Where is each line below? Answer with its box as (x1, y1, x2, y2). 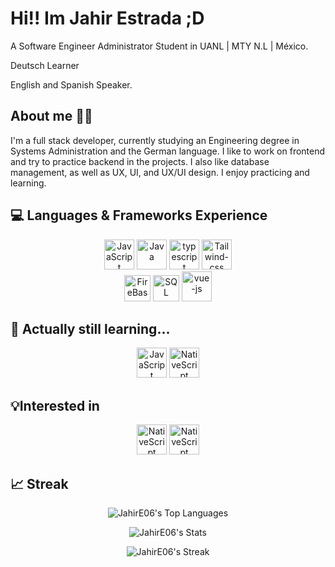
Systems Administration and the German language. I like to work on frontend (10, 145, 326, 157)
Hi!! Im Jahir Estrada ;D (10, 7, 205, 30)
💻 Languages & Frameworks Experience (10, 207, 268, 224)
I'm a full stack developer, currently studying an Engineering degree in (10, 134, 300, 146)
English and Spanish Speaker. (10, 78, 133, 91)
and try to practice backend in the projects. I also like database (10, 155, 270, 167)
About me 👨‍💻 (10, 108, 93, 125)
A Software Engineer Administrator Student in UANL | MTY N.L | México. (10, 40, 309, 52)
